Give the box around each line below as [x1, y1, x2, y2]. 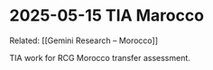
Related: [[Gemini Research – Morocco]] [9, 35, 159, 46]
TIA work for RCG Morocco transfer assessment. [9, 52, 191, 63]
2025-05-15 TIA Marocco [9, 5, 205, 26]
